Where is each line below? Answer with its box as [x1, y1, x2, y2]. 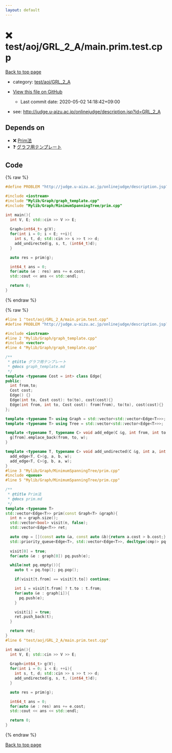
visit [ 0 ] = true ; [10, 548, 47, 554]
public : [5, 378, 22, 384]
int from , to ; [10, 383, 38, 388]
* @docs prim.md [7, 496, 42, 502]
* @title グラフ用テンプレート [7, 360, 67, 365]
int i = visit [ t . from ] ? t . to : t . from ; [14, 586, 102, 591]
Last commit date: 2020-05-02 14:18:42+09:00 [20, 98, 120, 105]
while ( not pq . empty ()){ [10, 563, 60, 568]
